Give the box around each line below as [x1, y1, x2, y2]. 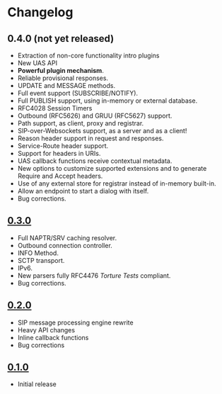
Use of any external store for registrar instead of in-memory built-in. [17, 179, 216, 188]
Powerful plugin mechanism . [17, 67, 104, 74]
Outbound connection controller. [17, 241, 113, 249]
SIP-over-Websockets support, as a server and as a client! [17, 127, 187, 135]
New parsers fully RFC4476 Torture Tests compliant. [17, 271, 171, 280]
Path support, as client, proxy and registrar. [17, 119, 144, 128]
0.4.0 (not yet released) [7, 33, 115, 45]
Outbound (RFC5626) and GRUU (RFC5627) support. [17, 111, 173, 120]
